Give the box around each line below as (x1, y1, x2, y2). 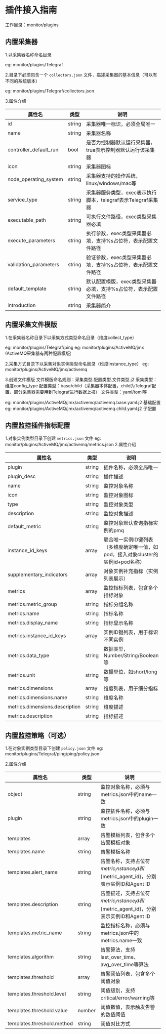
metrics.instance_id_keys (7, 632, 66, 639)
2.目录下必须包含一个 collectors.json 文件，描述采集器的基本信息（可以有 (5, 72, 157, 78)
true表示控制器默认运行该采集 (86, 146, 155, 153)
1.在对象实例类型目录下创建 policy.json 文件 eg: (5, 745, 104, 751)
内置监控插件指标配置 (5, 421, 70, 430)
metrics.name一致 (100, 937, 142, 944)
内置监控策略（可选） (5, 731, 70, 740)
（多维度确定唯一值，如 (103, 544, 158, 551)
